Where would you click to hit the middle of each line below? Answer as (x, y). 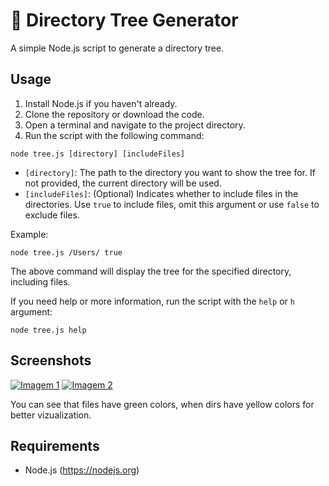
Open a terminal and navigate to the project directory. (135, 125)
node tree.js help (48, 330)
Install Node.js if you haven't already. (101, 103)
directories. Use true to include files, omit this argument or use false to (172, 204)
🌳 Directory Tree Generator (124, 20)
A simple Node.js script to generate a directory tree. (117, 48)
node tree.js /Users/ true (66, 252)
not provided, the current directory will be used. (123, 183)
